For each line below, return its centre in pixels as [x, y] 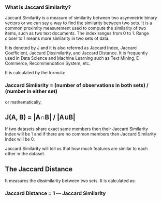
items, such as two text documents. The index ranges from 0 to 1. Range [77, 33]
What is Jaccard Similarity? [38, 7]
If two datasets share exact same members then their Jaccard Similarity [77, 129]
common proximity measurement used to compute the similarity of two [76, 28]
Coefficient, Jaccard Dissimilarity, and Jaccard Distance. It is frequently [76, 53]
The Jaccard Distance [39, 169]
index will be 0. [20, 139]
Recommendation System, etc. [60, 63]
